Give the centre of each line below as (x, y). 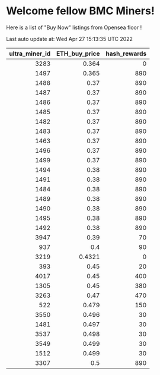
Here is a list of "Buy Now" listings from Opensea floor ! (74, 27)
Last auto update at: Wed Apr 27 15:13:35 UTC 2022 (70, 39)
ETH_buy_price (78, 53)
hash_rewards (126, 53)
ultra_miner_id (30, 53)
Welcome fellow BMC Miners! (81, 11)
